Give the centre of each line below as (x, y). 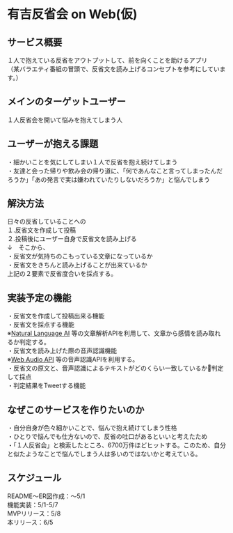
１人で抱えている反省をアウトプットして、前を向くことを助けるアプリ (107, 60)
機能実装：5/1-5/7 (33, 504)
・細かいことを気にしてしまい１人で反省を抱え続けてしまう (93, 162)
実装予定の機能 (39, 298)
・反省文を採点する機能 (41, 325)
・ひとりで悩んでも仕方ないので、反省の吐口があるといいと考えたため (107, 437)
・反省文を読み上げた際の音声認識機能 (62, 351)
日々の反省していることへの (47, 222)
